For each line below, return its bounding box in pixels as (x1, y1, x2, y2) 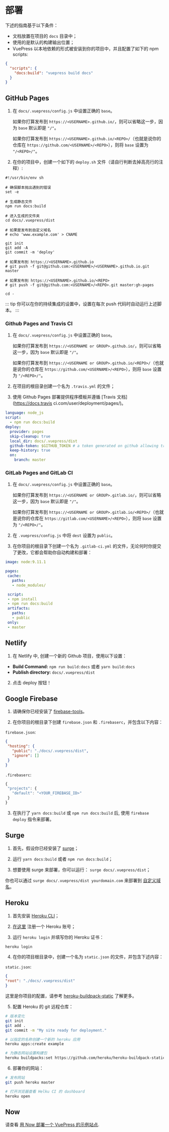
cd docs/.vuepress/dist (5, 218, 55, 223)
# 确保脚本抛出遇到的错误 (5, 185, 51, 190)
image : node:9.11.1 (5, 560, 46, 565)
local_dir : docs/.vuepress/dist (10, 439, 78, 444)
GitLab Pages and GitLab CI (5, 469, 73, 476)
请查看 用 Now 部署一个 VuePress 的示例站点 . (5, 1121, 100, 1128)
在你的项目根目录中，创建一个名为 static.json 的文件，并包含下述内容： (12, 954, 163, 960)
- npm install (7, 597, 37, 602)
